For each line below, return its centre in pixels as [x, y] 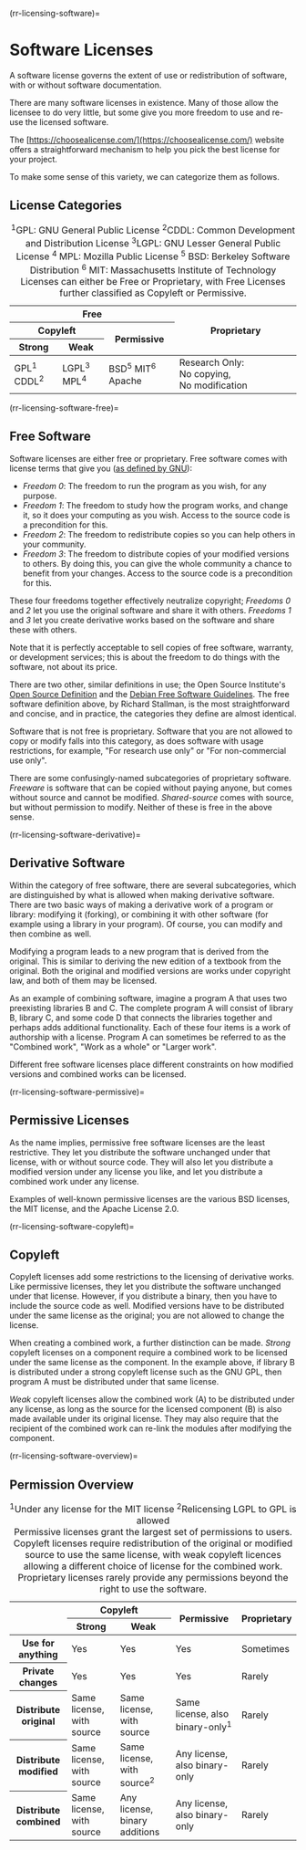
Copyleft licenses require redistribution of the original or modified [153, 1543]
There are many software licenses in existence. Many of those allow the [144, 102]
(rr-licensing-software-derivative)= [75, 834]
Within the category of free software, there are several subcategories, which [153, 885]
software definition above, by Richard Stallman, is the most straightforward [149, 704]
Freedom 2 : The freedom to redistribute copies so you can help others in [159, 534]
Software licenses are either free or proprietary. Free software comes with [148, 458]
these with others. [43, 630]
